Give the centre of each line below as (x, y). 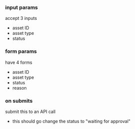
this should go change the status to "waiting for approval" (71, 121)
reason (20, 88)
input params (22, 7)
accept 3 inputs (21, 18)
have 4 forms (19, 62)
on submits (19, 101)
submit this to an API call (30, 112)
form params (21, 51)
